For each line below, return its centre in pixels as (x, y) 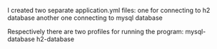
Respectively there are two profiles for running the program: (96, 32)
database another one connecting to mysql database (85, 18)
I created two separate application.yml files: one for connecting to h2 (109, 10)
